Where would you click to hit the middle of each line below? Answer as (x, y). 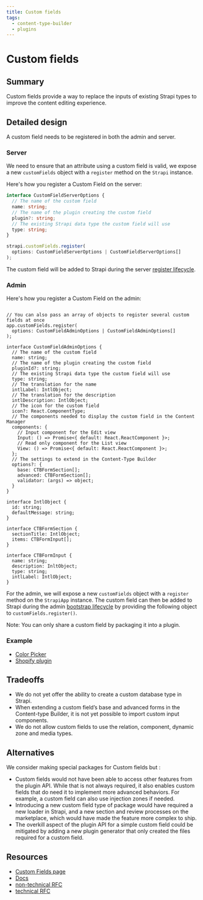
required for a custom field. (49, 838)
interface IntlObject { (37, 502)
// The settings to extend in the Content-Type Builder (84, 459)
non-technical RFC (39, 885)
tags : (13, 18)
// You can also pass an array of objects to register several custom (98, 315)
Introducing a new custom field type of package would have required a (104, 805)
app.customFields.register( (42, 326)
